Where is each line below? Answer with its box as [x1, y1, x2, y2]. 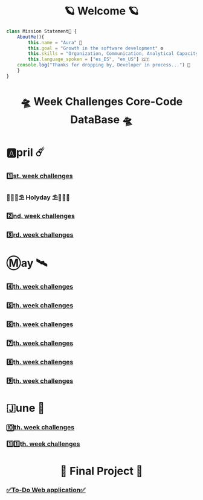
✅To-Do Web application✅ [6, 486, 86, 494]
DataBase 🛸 [70, 113, 133, 126]
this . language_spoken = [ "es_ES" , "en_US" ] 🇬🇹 [28, 56, 150, 63]
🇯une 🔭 [6, 401, 45, 415]
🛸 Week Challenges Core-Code [20, 95, 183, 108]
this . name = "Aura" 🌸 [28, 39, 83, 45]
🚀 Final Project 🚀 [60, 464, 143, 478]
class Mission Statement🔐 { [6, 28, 77, 34]
